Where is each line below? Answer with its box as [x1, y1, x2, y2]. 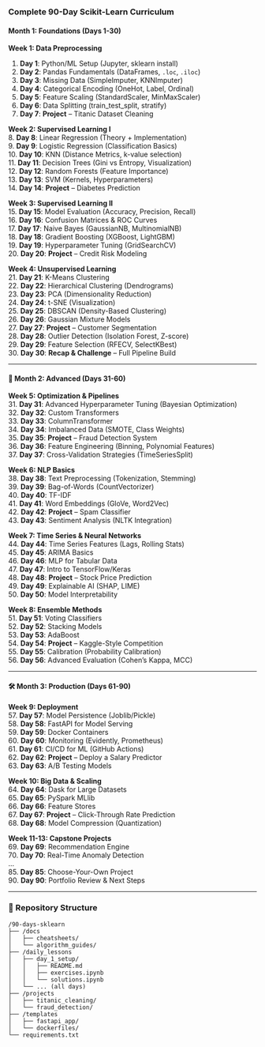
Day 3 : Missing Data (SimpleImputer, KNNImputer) [19, 76, 184, 85]
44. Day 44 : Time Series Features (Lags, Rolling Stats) [8, 540, 185, 549]
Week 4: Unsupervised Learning [8, 264, 117, 274]
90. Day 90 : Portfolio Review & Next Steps [8, 876, 146, 885]
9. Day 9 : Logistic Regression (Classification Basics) [8, 141, 177, 151]
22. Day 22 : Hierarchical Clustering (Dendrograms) [8, 281, 174, 291]
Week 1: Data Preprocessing [8, 43, 103, 53]
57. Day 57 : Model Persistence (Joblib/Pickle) [8, 710, 156, 720]
